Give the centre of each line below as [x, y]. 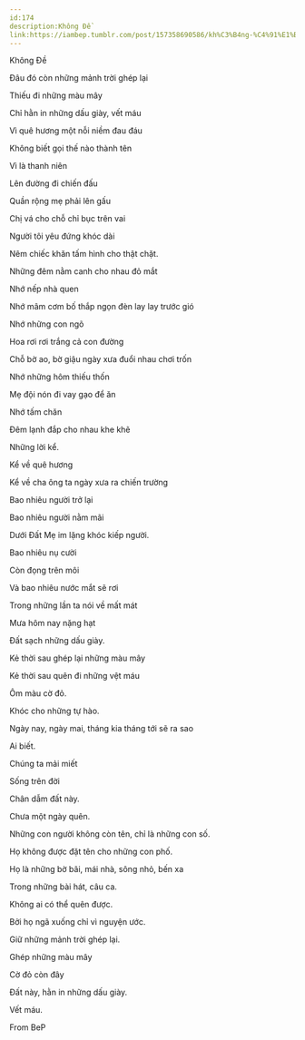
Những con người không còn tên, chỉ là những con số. [110, 834]
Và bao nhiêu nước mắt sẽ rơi [64, 588]
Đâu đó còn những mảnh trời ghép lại [79, 78]
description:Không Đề [50, 26]
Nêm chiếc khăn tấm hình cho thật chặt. [84, 254]
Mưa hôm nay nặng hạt [53, 623]
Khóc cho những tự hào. [54, 711]
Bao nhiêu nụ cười [43, 553]
